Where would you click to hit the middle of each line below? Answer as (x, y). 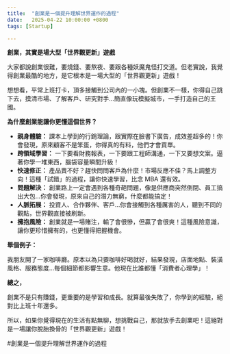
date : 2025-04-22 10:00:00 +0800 (58, 20)
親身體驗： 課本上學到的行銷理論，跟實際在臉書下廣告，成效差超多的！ (117, 136)
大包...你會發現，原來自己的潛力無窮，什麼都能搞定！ (98, 197)
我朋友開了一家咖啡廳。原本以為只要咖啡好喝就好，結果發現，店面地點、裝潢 (115, 260)
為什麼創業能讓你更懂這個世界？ (52, 122)
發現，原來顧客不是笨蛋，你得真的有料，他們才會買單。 (101, 145)
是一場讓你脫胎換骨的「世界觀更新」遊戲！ (67, 329)
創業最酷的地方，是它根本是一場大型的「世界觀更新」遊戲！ (97, 75)
